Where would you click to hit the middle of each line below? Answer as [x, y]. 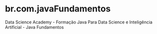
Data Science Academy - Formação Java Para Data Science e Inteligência [79, 22]
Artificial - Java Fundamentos [34, 27]
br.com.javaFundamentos [58, 9]
